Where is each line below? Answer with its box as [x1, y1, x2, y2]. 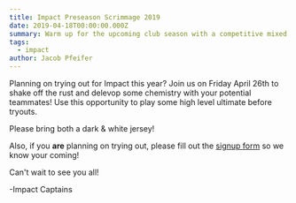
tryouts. [9, 107, 38, 117]
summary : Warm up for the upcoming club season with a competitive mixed [9, 29, 288, 38]
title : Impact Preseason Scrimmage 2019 [9, 12, 161, 22]
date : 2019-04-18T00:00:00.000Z [9, 21, 129, 30]
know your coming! [9, 150, 80, 160]
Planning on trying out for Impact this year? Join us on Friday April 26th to [9, 79, 279, 88]
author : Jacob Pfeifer [9, 54, 93, 63]
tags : [9, 37, 29, 47]
